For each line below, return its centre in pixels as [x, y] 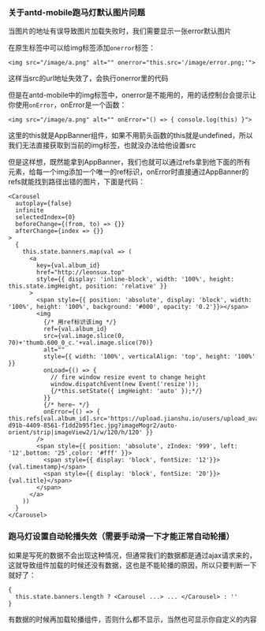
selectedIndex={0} [46, 217]
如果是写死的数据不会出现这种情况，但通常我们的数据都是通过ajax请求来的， [132, 555]
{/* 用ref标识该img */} [80, 322]
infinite [30, 210]
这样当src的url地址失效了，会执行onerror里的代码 [88, 78]
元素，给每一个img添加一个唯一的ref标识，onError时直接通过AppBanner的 [129, 172]
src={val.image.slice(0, [84, 336]
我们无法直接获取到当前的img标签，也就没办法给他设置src [102, 145]
